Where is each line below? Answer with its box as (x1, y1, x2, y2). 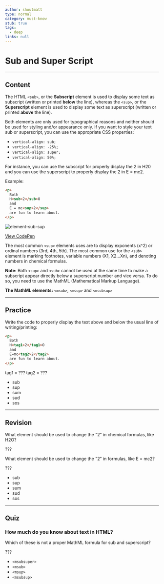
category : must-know (5, 16, 47, 21)
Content (5, 81, 31, 89)
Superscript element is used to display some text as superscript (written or (5, 104, 157, 110)
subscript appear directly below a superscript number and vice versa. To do (5, 273, 158, 279)
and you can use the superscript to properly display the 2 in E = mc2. (5, 169, 144, 175)
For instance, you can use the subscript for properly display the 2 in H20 (5, 163, 151, 169)
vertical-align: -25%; (12, 144, 59, 149)
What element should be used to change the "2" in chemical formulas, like (5, 431, 155, 437)
